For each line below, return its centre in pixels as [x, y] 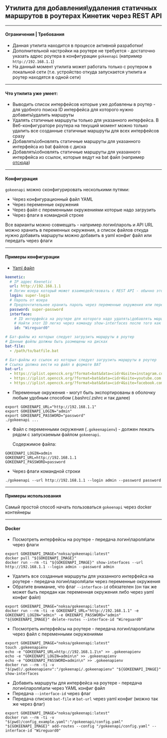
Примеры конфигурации [32, 257]
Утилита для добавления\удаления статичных [81, 8]
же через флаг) [29, 704]
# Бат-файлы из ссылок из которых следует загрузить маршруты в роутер [81, 360]
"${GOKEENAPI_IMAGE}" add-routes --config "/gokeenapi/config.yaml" [78, 727]
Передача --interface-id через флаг [51, 694]
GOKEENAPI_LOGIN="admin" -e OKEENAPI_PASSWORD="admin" [63, 615]
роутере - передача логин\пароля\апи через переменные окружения [86, 582]
